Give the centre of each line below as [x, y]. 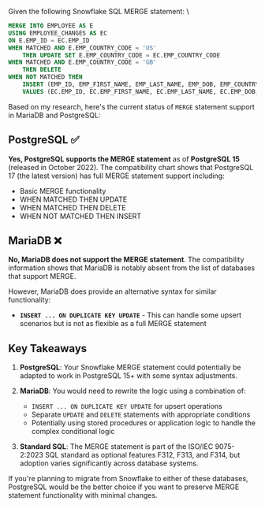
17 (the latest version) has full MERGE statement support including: [116, 176]
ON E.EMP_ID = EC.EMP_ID [49, 40]
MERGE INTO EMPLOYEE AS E [50, 26]
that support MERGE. [42, 276]
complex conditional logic [73, 432]
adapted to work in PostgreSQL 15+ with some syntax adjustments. [129, 376]
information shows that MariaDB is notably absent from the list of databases [132, 268]
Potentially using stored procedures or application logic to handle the [144, 423]
